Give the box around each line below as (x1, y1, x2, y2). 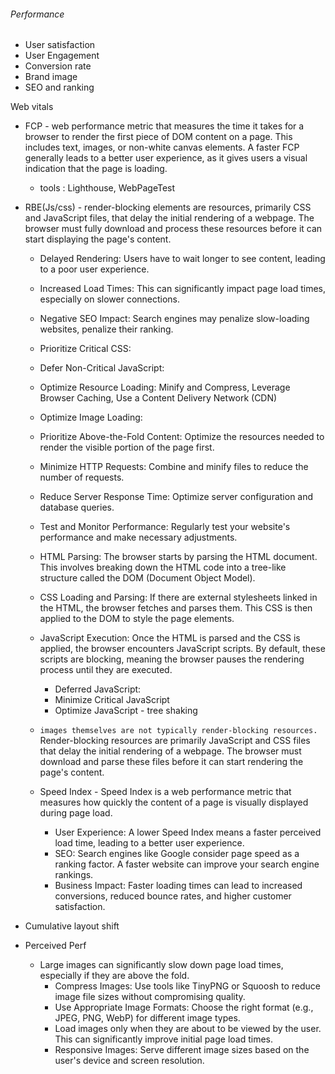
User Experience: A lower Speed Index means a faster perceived (54, 826, 322, 839)
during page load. (39, 807, 113, 819)
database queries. (39, 501, 115, 514)
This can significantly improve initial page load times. (54, 1033, 274, 1045)
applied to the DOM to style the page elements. (39, 613, 235, 625)
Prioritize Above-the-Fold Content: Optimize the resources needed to (39, 431, 325, 443)
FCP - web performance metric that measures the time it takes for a (24, 120, 305, 132)
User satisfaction (24, 39, 96, 51)
